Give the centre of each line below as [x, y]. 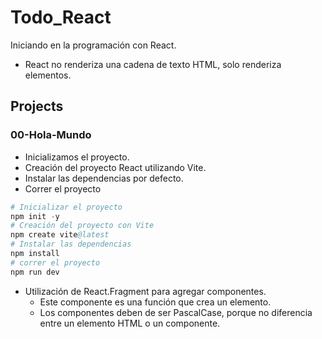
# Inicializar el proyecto [66, 207]
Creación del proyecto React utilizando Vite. [115, 167]
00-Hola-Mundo [51, 135]
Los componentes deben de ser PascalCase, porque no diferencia [176, 312]
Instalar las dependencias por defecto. [104, 178]
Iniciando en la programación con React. [93, 45]
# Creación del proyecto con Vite [82, 226]
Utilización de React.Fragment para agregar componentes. [145, 291]
